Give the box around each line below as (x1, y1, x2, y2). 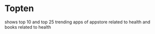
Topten (4, 3, 34, 14)
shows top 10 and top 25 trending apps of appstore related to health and (4, 19, 151, 25)
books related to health (4, 24, 51, 30)
